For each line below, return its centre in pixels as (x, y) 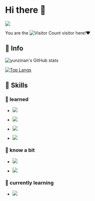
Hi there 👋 (25, 10)
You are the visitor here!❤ (48, 33)
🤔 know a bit (20, 150)
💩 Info (14, 49)
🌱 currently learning (30, 183)
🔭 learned (17, 100)
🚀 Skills (16, 85)
